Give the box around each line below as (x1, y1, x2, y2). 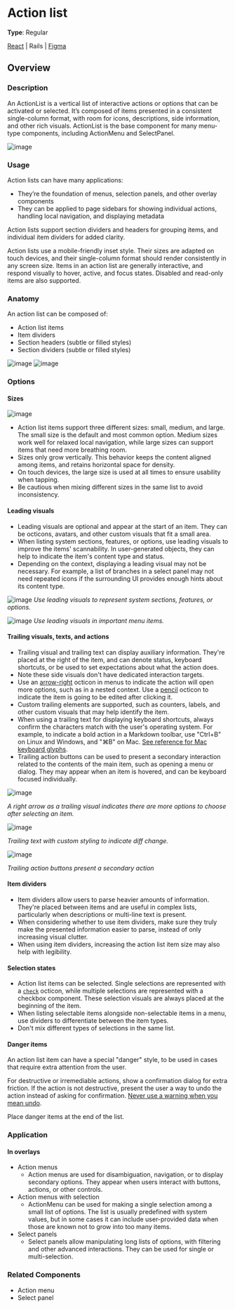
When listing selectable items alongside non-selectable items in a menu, (17, 1009, 227, 1018)
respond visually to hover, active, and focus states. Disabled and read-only (7, 269, 224, 277)
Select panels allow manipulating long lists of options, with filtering (27, 1237, 221, 1246)
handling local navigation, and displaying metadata (17, 212, 165, 220)
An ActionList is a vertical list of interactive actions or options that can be (7, 99, 219, 107)
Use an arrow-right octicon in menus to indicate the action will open (17, 678, 214, 686)
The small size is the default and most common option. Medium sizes (17, 431, 217, 439)
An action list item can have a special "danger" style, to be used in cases (7, 1056, 218, 1064)
